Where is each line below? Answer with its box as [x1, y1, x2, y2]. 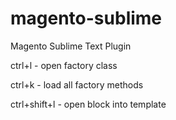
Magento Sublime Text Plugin [10, 40, 132, 52]
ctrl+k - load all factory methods [10, 78, 144, 91]
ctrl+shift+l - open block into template [10, 98, 167, 110]
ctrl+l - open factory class [10, 59, 118, 71]
